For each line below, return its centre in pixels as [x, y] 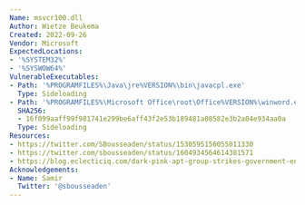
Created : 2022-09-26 [49, 34]
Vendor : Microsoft [44, 43]
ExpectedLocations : [46, 52]
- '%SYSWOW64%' [38, 69]
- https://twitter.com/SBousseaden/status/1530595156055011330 [132, 144]
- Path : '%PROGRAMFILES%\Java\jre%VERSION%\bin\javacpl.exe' [128, 85]
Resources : [30, 136]
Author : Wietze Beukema [54, 26]
